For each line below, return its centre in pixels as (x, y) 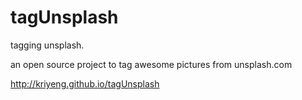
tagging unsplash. (47, 45)
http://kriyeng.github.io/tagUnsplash (85, 83)
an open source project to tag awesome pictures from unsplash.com (151, 64)
